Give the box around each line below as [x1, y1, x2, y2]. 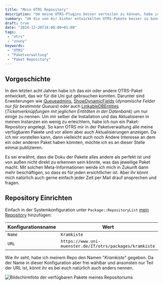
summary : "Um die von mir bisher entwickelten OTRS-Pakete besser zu [5, 16, 149, 21]
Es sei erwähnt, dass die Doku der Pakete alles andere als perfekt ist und [5, 154, 151, 160]
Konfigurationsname [7, 223, 56, 230]
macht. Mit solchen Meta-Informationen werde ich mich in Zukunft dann [5, 164, 149, 170]
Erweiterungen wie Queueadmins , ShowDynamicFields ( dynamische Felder [5, 98, 155, 104]
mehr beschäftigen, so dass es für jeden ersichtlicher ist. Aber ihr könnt [5, 170, 148, 176]
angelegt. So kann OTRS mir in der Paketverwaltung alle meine [27, 124, 153, 130]
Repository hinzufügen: [5, 212, 52, 218]
